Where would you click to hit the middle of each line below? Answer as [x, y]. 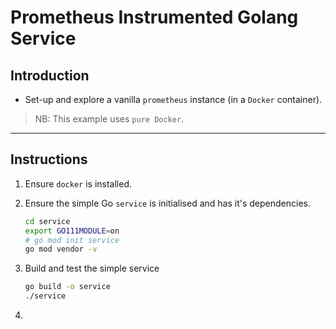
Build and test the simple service [92, 268]
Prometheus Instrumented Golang [154, 17]
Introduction [50, 75]
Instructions [49, 159]
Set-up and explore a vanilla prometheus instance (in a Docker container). [173, 99]
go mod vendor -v [61, 249]
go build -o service [67, 287]
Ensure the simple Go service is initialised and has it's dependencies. [167, 203]
